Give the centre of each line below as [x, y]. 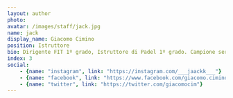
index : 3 [20, 59]
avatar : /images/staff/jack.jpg [54, 26]
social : [18, 65]
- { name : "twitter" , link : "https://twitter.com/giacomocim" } [111, 84]
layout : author [29, 13]
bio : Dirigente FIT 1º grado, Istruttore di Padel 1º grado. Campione [111, 52]
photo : [17, 20]
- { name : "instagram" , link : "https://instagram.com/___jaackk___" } [121, 71]
